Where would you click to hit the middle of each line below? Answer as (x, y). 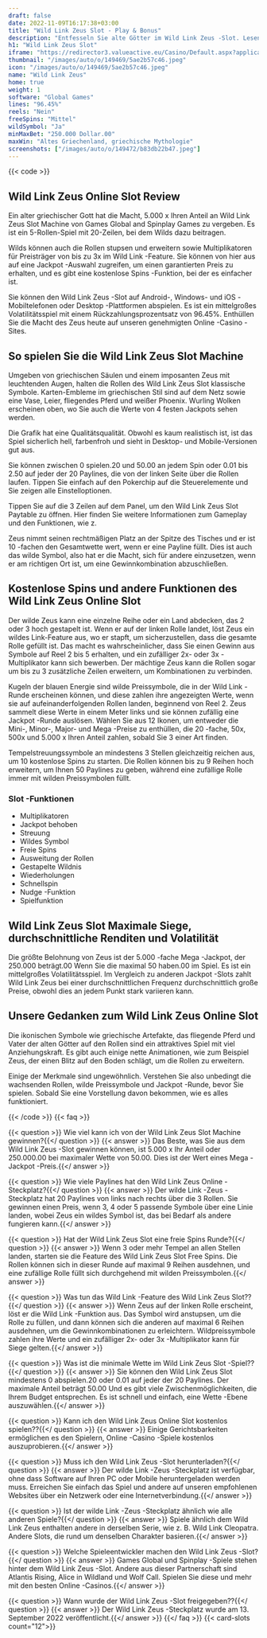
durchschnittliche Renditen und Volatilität (114, 938)
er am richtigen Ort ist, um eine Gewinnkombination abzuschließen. (118, 564)
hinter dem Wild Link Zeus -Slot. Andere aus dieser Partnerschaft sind (123, 1568)
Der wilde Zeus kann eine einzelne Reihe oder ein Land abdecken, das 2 (126, 620)
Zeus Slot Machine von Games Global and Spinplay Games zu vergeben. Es (132, 224)
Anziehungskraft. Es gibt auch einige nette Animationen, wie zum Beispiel (128, 1052)
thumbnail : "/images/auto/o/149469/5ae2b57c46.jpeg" (97, 60)
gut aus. (21, 450)
